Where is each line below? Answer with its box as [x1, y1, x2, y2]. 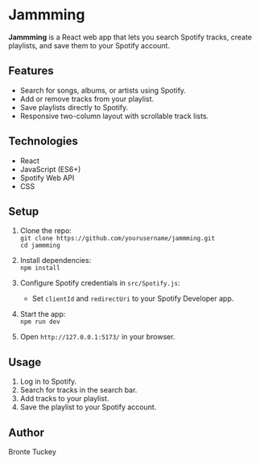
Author [8, 425, 44, 439]
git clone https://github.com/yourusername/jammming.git [19, 235, 216, 243]
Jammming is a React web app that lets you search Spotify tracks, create [8, 32, 252, 42]
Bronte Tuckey [8, 447, 56, 456]
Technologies [8, 134, 79, 148]
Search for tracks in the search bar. [19, 385, 138, 395]
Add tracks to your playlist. [19, 394, 109, 404]
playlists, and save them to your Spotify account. [8, 40, 171, 50]
